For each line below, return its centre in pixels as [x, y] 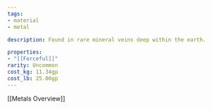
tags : [15, 14]
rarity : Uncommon [33, 65]
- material [23, 20]
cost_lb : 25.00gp [33, 78]
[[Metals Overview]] [36, 98]
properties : [25, 52]
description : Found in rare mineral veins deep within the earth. [107, 39]
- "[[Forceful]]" [33, 59]
